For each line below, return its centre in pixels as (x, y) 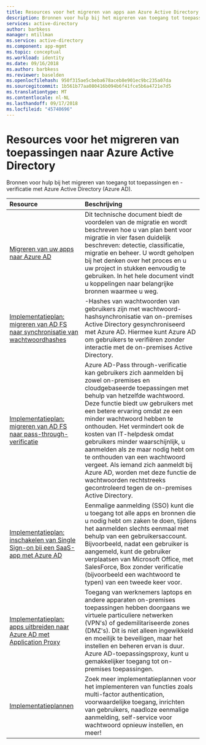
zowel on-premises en (117, 380)
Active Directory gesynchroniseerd (135, 324)
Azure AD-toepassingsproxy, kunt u (137, 653)
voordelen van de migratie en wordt (136, 222)
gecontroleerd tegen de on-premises (138, 488)
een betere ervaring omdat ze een (134, 411)
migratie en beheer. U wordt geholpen (139, 253)
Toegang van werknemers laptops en (138, 592)
